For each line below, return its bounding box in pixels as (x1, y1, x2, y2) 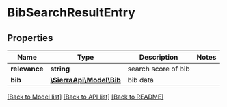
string (50, 64, 70, 73)
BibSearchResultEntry (7, 5, 135, 21)
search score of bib (127, 64, 190, 73)
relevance (10, 64, 44, 73)
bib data (127, 75, 154, 84)
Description (139, 53, 178, 62)
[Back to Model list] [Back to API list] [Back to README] (7, 93, 164, 101)
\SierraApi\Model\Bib (50, 75, 121, 84)
